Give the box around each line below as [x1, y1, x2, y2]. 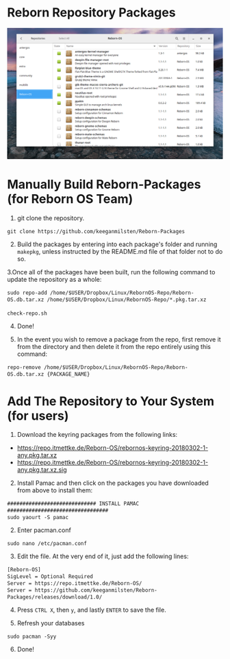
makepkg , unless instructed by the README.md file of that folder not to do [16, 247, 223, 255]
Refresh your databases [16, 619, 85, 627]
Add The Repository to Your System [7, 393, 214, 409]
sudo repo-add [7, 289, 48, 296]
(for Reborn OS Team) [7, 191, 133, 206]
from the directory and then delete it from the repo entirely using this [16, 342, 211, 350]
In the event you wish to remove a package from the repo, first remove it [16, 335, 221, 344]
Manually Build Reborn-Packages [7, 176, 201, 192]
